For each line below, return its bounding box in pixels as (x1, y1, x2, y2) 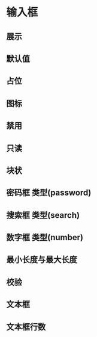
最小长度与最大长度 (6, 255, 77, 265)
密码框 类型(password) (6, 188, 92, 198)
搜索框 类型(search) (6, 210, 80, 220)
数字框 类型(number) (6, 232, 84, 243)
